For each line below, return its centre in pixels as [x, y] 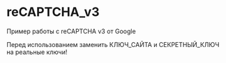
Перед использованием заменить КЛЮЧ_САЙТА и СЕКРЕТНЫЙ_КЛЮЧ [113, 44]
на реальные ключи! [37, 52]
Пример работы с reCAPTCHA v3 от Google [71, 31]
